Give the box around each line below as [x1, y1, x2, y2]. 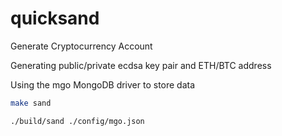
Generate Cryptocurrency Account [10, 40, 153, 52]
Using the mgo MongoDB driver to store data [10, 78, 196, 91]
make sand [10, 98, 52, 108]
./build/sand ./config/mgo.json [10, 116, 145, 126]
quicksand [10, 7, 100, 30]
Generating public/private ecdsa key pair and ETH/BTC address [10, 59, 272, 71]
